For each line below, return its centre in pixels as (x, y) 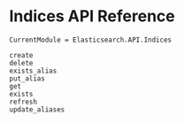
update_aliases (37, 109)
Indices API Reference (92, 16)
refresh (23, 102)
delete (21, 63)
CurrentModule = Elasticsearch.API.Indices (91, 40)
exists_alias (33, 71)
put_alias (27, 78)
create (21, 55)
